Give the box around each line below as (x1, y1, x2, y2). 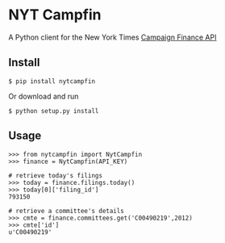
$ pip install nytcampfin (8, 77, 95, 86)
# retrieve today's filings (8, 171, 103, 179)
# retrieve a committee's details (8, 207, 125, 215)
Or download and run (8, 91, 79, 101)
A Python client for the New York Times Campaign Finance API (8, 32, 217, 42)
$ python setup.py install (8, 107, 99, 115)
